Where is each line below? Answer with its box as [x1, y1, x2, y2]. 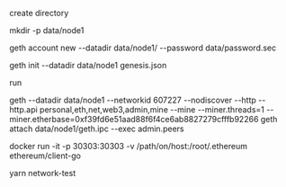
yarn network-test [9, 168, 76, 178]
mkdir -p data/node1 [9, 25, 85, 35]
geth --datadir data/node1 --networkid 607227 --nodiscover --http [9, 94, 256, 105]
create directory [9, 8, 69, 18]
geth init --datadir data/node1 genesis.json [9, 60, 167, 70]
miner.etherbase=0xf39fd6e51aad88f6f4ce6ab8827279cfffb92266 [9, 114, 259, 124]
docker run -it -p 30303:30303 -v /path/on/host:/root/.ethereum [9, 141, 247, 151]
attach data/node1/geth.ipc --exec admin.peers [9, 123, 184, 134]
